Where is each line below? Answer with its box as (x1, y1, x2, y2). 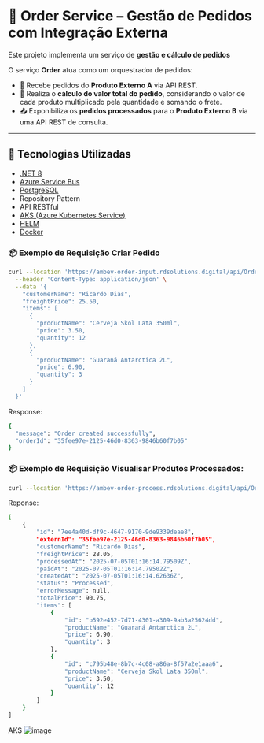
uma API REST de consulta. (19, 117, 108, 127)
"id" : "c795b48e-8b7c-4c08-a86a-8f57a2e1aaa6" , (64, 659, 223, 668)
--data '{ (15, 283, 47, 291)
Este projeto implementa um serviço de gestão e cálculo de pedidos (8, 50, 230, 59)
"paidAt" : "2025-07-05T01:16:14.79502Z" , (36, 565, 174, 573)
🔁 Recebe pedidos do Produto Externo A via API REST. (19, 80, 198, 90)
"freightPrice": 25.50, (22, 297, 101, 306)
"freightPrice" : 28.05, (36, 550, 114, 558)
